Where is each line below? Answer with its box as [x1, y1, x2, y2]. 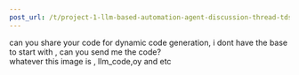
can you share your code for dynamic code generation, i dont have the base [9, 37, 288, 48]
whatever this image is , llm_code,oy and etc [9, 56, 172, 66]
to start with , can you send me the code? [9, 46, 162, 57]
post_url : [9, 12, 46, 22]
